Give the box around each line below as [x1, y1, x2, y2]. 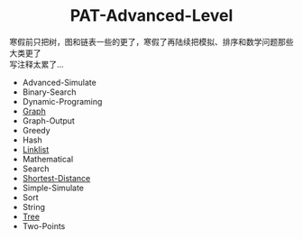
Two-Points [22, 220, 66, 231]
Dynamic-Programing [22, 96, 103, 106]
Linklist [22, 143, 50, 154]
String [22, 201, 46, 212]
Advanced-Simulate [22, 77, 96, 87]
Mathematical [22, 153, 74, 164]
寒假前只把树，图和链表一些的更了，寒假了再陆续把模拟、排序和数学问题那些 [9, 36, 294, 47]
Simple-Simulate [22, 182, 84, 193]
